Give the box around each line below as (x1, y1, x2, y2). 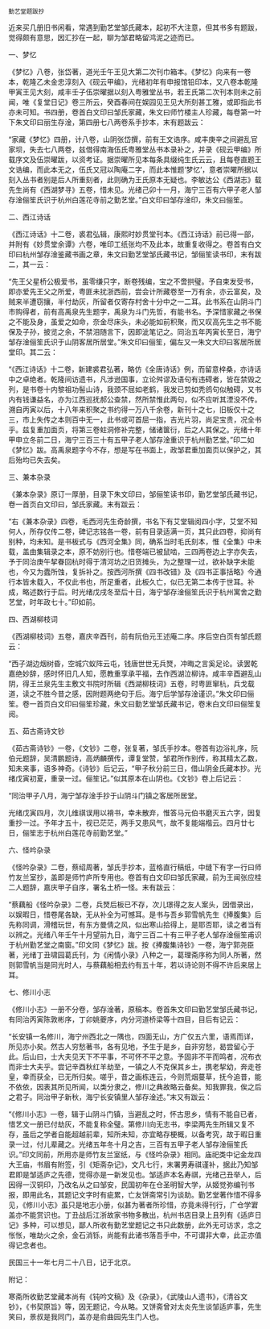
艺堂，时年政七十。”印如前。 (8, 598, 100, 606)
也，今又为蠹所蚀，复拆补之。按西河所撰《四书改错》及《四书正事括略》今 (8, 567, 255, 577)
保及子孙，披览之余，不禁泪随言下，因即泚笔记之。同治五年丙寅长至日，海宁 (8, 327, 262, 336)
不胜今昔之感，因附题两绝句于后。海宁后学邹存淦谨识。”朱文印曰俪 (35, 689, 255, 698)
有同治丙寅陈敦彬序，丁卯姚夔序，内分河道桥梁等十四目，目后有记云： (8, 1014, 241, 1024)
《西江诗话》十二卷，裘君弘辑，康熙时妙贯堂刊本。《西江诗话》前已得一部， (8, 229, 259, 239)
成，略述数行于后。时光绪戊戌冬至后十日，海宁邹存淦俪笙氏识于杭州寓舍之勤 (8, 587, 262, 597)
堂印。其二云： (8, 348, 58, 356)
